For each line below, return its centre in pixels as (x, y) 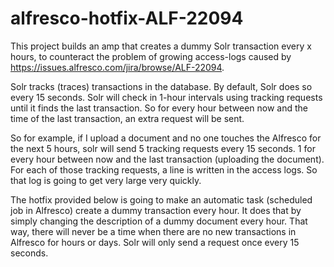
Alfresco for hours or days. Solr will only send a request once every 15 (155, 242)
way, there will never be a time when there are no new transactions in (153, 231)
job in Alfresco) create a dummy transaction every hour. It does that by (156, 210)
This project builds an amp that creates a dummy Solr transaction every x (161, 46)
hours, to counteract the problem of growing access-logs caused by (151, 56)
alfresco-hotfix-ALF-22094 (127, 18)
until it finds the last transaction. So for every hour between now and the (159, 108)
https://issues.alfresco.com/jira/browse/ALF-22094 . (117, 67)
